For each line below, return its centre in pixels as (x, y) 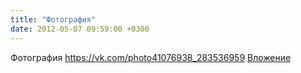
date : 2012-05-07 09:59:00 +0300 (80, 29)
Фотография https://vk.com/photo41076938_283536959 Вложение (151, 57)
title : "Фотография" (53, 19)
